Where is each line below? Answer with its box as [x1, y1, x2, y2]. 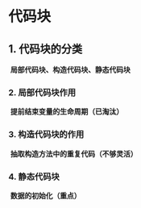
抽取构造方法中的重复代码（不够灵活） [10, 148, 138, 158]
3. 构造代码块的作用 [8, 129, 85, 140]
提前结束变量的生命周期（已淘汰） [10, 106, 123, 117]
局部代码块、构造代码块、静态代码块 [10, 65, 131, 74]
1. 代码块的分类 [8, 42, 83, 56]
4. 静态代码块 [8, 171, 60, 182]
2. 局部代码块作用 [8, 86, 77, 98]
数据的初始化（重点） [10, 190, 81, 200]
